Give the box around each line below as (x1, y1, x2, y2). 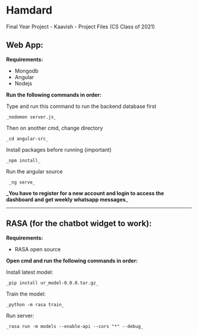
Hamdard (6, 4, 53, 17)
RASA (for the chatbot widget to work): (6, 219, 152, 229)
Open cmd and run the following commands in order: (6, 257, 138, 264)
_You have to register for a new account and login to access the (6, 189, 164, 196)
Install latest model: (6, 268, 54, 275)
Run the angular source (6, 167, 63, 175)
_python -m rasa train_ (6, 301, 65, 307)
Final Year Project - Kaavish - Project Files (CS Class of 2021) (6, 23, 155, 30)
